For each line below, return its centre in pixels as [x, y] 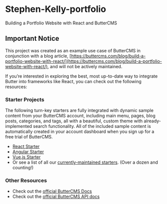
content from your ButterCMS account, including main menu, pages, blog [80, 116]
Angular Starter [28, 152]
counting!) [23, 168]
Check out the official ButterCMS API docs [56, 197]
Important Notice [32, 39]
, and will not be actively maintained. [85, 66]
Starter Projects [25, 100]
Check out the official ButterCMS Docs [52, 191]
